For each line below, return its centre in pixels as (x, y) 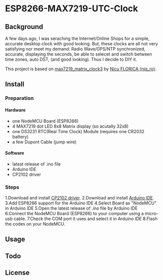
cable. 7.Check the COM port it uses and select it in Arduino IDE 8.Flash (86, 219)
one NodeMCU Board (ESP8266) (45, 121)
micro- (151, 214)
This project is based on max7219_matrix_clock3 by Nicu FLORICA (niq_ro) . (81, 69)
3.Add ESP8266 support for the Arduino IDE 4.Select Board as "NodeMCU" (81, 203)
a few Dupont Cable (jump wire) (44, 142)
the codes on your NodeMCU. (35, 224)
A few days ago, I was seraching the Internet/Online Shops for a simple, (77, 38)
